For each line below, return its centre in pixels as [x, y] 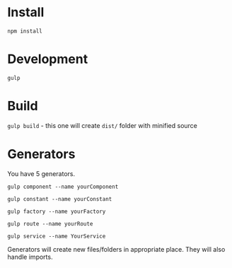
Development [48, 59]
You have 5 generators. [41, 173]
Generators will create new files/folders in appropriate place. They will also [116, 249]
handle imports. [30, 257]
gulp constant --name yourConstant [60, 199]
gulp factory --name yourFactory [57, 211]
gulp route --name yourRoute [50, 223]
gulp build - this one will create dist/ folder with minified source [103, 125]
